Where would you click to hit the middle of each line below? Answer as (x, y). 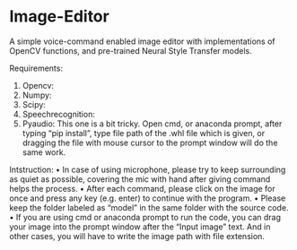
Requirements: (36, 68)
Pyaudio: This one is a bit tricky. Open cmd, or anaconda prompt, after (152, 124)
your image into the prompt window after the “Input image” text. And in (140, 227)
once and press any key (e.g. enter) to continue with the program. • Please (148, 198)
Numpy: (37, 95)
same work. (44, 152)
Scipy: (34, 104)
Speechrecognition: (59, 114)
